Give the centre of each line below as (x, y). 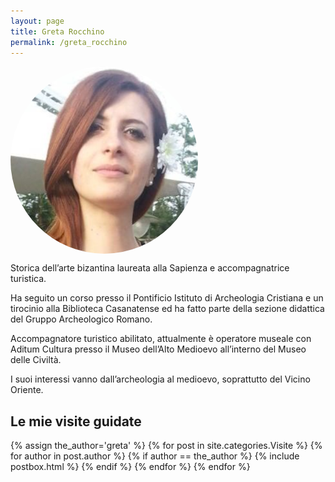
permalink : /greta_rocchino (69, 42)
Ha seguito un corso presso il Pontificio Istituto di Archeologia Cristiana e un (167, 298)
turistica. (28, 279)
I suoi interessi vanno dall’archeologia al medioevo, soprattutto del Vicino (160, 379)
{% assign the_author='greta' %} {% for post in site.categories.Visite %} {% (166, 446)
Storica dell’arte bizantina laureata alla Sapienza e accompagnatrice (150, 268)
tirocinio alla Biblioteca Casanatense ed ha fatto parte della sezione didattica (167, 309)
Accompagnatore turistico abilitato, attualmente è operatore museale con (161, 339)
